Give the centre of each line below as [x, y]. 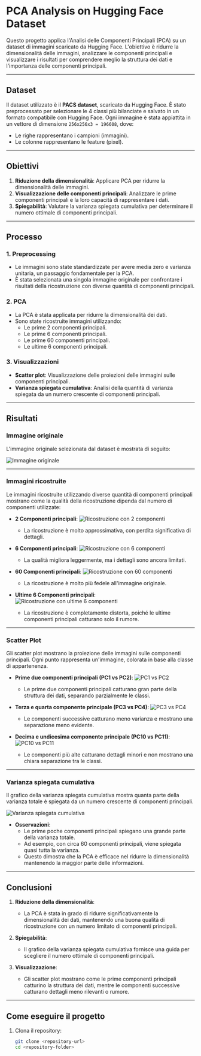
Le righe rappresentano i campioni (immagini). [72, 135]
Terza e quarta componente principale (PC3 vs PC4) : [82, 707]
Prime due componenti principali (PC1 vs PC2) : [74, 677]
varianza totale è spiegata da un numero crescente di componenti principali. [100, 801]
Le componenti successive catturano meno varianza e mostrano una [108, 719]
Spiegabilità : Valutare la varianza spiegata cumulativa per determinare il [104, 206]
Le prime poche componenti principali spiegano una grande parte [105, 831]
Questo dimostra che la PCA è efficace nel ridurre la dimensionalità [106, 857]
